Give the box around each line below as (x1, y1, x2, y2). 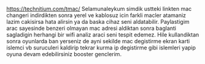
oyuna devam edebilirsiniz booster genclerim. (6, 51, 122, 57)
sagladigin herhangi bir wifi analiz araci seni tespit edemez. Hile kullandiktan (6, 31, 199, 38)
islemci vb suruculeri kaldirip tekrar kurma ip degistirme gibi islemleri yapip (6, 44, 196, 51)
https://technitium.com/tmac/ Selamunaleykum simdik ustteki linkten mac (6, 5, 192, 12)
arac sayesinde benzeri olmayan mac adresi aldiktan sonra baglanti (6, 24, 177, 32)
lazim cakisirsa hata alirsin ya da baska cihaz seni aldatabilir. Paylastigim (6, 18, 190, 25)
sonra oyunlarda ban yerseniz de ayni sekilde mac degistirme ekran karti (6, 38, 190, 44)
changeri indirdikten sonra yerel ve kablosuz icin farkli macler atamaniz (6, 12, 186, 19)
